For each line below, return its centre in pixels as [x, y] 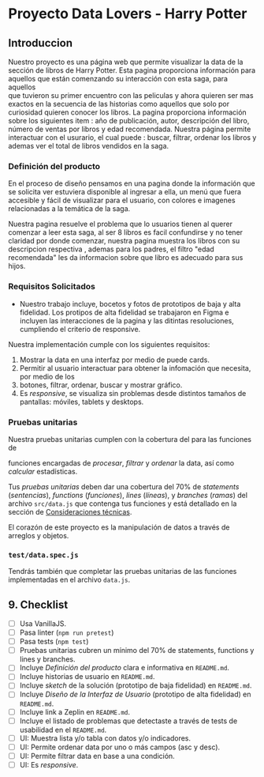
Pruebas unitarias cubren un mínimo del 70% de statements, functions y [137, 651]
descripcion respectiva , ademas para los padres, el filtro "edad [111, 249]
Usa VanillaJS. [43, 624]
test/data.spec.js [43, 555]
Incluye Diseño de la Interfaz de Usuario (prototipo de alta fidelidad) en [135, 694]
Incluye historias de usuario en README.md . [87, 677]
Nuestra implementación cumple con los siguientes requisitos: [109, 344]
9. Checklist [38, 604]
